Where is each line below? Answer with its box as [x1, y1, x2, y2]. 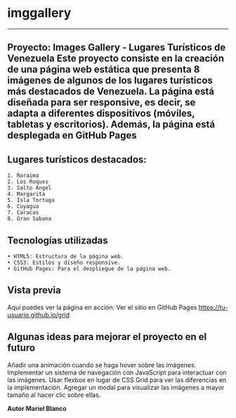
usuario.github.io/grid [7, 310, 70, 319]
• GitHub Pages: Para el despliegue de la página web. [7, 265, 171, 272]
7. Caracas [7, 209, 39, 216]
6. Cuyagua [7, 203, 39, 210]
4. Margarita [7, 191, 46, 198]
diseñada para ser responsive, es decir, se [7, 96, 196, 108]
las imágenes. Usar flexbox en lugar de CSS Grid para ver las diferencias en [7, 375, 227, 384]
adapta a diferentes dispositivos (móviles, [7, 108, 195, 120]
